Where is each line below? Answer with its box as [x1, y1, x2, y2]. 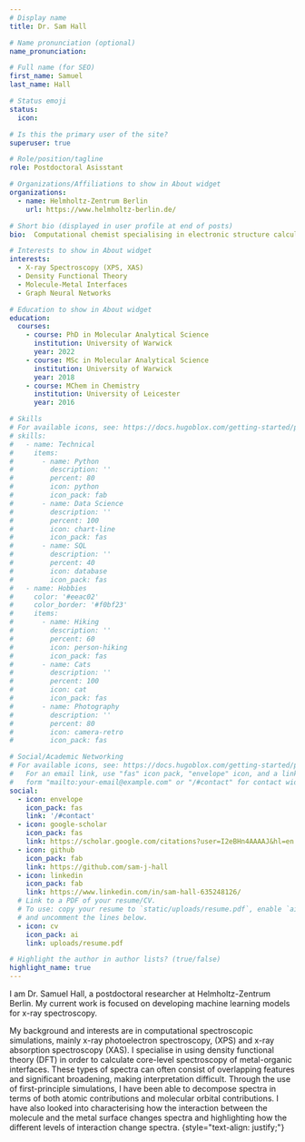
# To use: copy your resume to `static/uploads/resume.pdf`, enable [17, 905, 282, 914]
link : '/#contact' [25, 812, 95, 821]
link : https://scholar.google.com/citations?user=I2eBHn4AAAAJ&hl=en [25, 837, 295, 846]
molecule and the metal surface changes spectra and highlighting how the [9, 1112, 288, 1123]
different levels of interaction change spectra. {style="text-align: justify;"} [9, 1122, 285, 1133]
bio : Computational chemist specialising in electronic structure [9, 229, 271, 239]
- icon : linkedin [17, 871, 84, 880]
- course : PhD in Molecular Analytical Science [25, 330, 209, 339]
